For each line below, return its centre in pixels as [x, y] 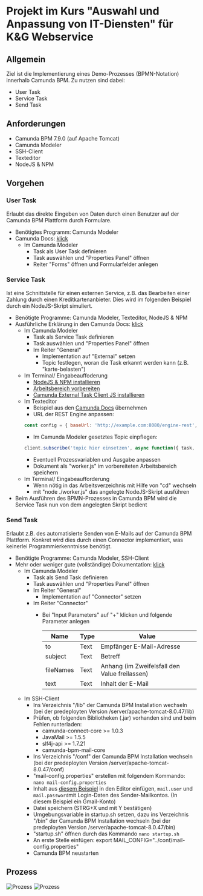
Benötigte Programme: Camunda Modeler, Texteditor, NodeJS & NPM [101, 317]
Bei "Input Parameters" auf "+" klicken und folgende [107, 615]
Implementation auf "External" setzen [89, 356]
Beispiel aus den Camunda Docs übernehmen [90, 408]
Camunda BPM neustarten [66, 853]
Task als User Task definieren [70, 251]
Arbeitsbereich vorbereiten [66, 388]
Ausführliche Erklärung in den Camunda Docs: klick [79, 324]
